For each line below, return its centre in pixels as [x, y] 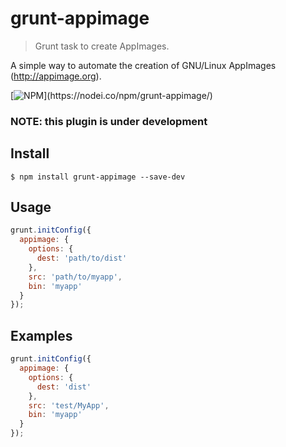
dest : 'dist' [64, 387]
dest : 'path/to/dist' [82, 258]
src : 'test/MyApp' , [69, 405]
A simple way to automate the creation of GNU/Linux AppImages [143, 65]
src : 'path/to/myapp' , [75, 277]
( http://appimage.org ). [56, 76]
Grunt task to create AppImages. [102, 46]
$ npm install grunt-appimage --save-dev [98, 177]
